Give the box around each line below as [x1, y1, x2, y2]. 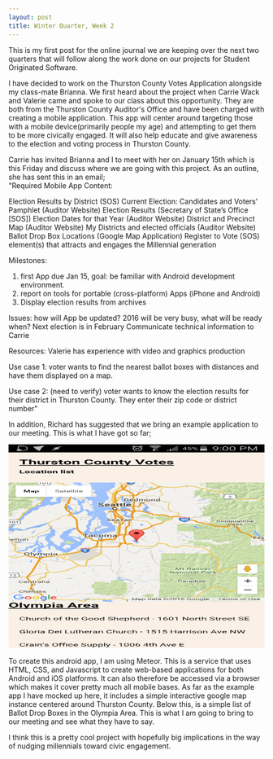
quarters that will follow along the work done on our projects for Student [8, 54, 250, 64]
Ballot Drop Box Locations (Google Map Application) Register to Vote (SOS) [8, 230, 260, 240]
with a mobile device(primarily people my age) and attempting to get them [8, 121, 257, 131]
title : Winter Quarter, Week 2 [8, 21, 115, 30]
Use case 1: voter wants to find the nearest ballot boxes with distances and [8, 362, 259, 371]
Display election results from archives [19, 297, 147, 307]
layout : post [8, 13, 53, 21]
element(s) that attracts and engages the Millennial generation [8, 239, 217, 249]
